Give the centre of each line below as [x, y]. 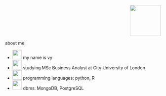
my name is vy [38, 57]
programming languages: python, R [59, 78]
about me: [16, 43]
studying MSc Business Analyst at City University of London [84, 68]
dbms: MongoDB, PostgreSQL [53, 88]
